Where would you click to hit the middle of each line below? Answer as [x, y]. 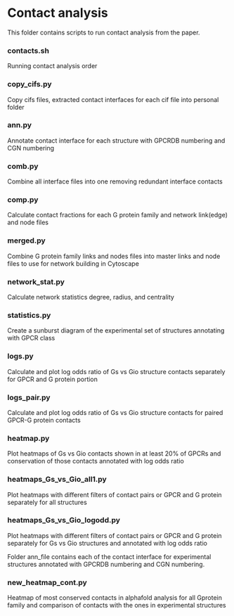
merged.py [26, 240]
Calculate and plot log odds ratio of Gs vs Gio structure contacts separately [116, 371]
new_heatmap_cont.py [47, 582]
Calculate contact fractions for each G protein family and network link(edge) [118, 215]
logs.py [20, 357]
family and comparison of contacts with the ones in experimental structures [117, 605]
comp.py [23, 200]
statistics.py [29, 315]
